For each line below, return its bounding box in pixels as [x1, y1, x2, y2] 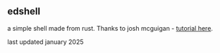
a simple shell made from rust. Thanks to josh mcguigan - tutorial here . [7, 24, 214, 32]
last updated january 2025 [7, 38, 84, 46]
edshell [7, 6, 41, 17]
